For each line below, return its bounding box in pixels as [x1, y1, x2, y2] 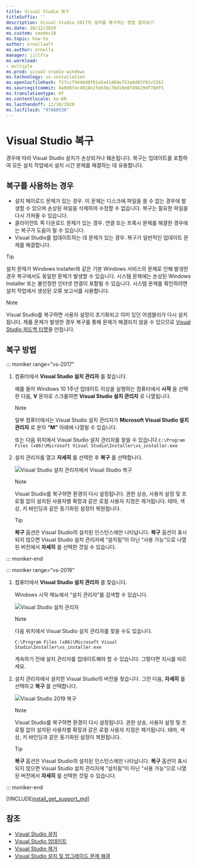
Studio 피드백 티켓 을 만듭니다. [6, 326, 75, 333]
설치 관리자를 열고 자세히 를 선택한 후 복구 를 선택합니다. [14, 453, 143, 461]
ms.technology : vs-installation [6, 74, 85, 80]
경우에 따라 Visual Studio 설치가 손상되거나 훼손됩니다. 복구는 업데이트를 [6, 154, 172, 161]
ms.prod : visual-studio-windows [6, 69, 85, 75]
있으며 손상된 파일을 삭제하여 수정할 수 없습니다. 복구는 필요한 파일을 [32, 205, 189, 212]
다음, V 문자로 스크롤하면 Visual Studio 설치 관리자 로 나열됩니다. [21, 392, 172, 399]
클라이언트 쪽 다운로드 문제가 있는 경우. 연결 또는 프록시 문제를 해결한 [14, 220, 173, 227]
